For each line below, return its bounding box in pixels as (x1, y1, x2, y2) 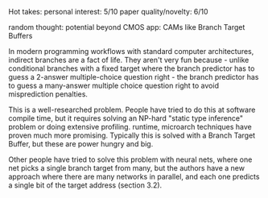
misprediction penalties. (8, 89, 89, 99)
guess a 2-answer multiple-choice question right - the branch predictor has (8, 72, 259, 81)
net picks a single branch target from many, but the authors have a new (8, 163, 245, 172)
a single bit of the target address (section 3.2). (8, 180, 163, 190)
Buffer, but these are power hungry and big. (8, 139, 154, 148)
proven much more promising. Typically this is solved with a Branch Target (8, 130, 256, 140)
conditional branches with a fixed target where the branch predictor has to (8, 64, 255, 73)
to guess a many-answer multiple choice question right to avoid (8, 80, 220, 90)
